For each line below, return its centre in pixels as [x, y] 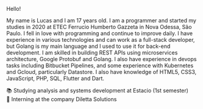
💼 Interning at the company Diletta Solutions [62, 99]
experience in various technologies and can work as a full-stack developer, [101, 40]
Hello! [14, 9]
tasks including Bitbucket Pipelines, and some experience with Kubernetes [100, 65]
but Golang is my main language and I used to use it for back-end [88, 46]
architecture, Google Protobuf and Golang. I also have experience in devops [101, 59]
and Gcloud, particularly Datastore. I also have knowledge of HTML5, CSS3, [101, 72]
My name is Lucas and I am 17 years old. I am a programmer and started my [101, 20]
